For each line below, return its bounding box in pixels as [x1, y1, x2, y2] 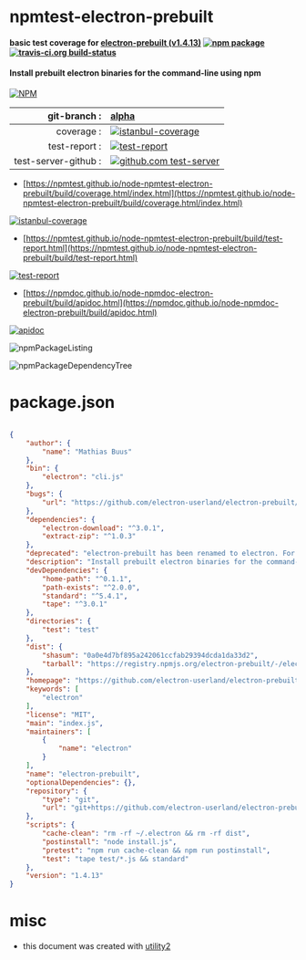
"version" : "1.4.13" [25, 871, 104, 881]
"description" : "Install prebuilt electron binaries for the [25, 558, 262, 567]
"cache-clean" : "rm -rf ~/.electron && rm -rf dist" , [42, 829, 250, 839]
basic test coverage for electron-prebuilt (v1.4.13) [9, 37, 202, 47]
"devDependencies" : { [25, 566, 107, 575]
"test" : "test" [42, 625, 100, 635]
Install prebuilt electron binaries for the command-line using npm [9, 68, 261, 78]
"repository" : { [25, 787, 88, 796]
